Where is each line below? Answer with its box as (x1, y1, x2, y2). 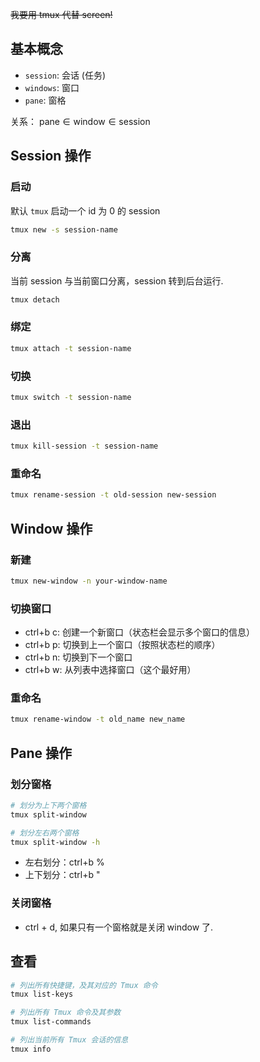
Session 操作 (10, 148, 92, 165)
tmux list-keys (10, 989, 74, 1000)
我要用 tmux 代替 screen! (10, 9, 113, 20)
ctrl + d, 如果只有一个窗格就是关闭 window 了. (24, 921, 214, 933)
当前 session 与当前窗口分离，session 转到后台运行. (10, 274, 224, 287)
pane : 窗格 (24, 94, 67, 106)
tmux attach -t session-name (10, 343, 132, 353)
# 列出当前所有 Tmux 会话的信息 (10, 1035, 129, 1045)
